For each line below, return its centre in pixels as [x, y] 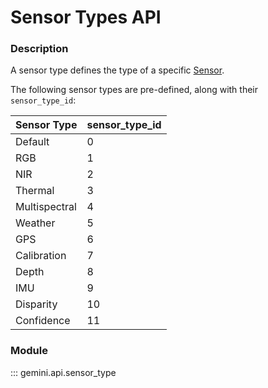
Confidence [43, 321]
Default [32, 142]
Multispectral [46, 207]
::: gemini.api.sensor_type [63, 372]
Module [29, 351]
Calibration [41, 256]
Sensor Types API [86, 17]
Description [39, 49]
